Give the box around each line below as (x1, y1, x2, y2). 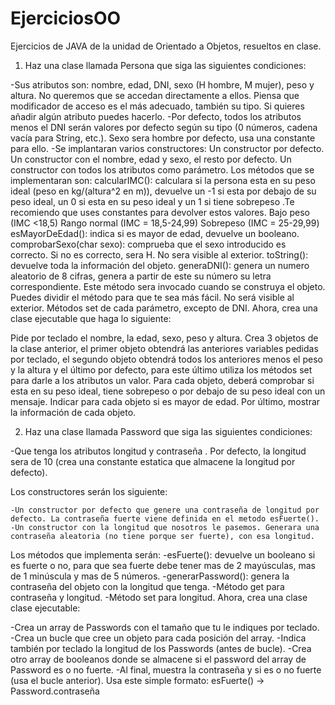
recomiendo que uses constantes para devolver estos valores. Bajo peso (10, 206, 310, 218)
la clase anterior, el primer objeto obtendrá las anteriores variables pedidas (10, 342, 319, 354)
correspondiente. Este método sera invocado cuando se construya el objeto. (10, 280, 326, 292)
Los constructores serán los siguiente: (10, 485, 168, 497)
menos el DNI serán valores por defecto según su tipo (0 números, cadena (10, 121, 318, 133)
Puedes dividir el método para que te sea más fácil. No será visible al (10, 291, 295, 303)
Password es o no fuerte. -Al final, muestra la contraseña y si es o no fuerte (10, 663, 322, 676)
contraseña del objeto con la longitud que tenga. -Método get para (10, 580, 285, 592)
